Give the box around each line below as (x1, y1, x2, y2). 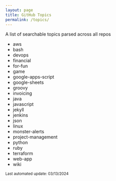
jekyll (12, 106, 24, 113)
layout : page (5, 7, 33, 13)
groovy (12, 85, 28, 91)
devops (12, 52, 29, 58)
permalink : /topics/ (5, 17, 50, 22)
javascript (12, 101, 34, 107)
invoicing (12, 90, 32, 97)
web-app (12, 156, 32, 162)
